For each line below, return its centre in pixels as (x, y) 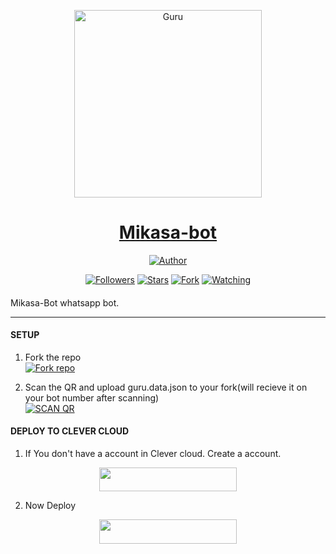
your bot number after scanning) (92, 397)
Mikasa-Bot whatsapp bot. (65, 302)
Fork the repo (53, 357)
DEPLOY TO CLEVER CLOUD (70, 431)
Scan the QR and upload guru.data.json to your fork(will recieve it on (166, 387)
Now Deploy (50, 506)
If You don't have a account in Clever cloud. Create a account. (153, 453)
